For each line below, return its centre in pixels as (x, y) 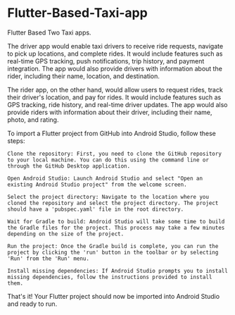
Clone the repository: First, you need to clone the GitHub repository (114, 154)
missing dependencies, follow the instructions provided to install (110, 277)
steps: (16, 141)
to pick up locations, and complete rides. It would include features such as (115, 54)
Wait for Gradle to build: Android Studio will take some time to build (116, 221)
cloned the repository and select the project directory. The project (113, 203)
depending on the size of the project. (66, 234)
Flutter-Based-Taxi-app (77, 13)
